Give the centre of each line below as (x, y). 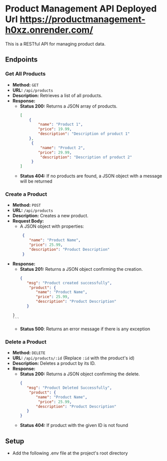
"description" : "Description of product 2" (86, 157)
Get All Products (25, 74)
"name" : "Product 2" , (63, 148)
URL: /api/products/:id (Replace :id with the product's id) (73, 358)
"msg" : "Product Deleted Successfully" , (69, 388)
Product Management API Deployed (81, 9)
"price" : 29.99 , (55, 152)
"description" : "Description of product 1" (84, 134)
